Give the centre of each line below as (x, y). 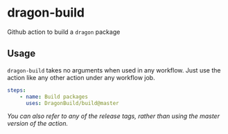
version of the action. (38, 124)
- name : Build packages (54, 97)
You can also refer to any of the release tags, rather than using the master (114, 116)
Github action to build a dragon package (64, 32)
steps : (17, 90)
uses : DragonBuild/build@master (72, 103)
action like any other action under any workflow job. (81, 77)
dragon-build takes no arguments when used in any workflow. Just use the (114, 70)
